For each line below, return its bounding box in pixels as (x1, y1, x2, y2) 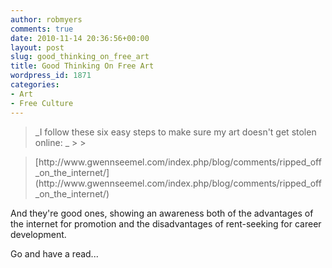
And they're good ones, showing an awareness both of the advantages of (10, 207, 314, 219)
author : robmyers (10, 14, 83, 25)
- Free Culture (10, 98, 74, 108)
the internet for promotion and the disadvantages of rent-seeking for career (10, 217, 322, 230)
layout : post (10, 42, 65, 53)
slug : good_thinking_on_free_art (10, 52, 150, 62)
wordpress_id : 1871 (10, 71, 92, 81)
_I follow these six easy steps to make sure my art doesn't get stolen (34, 126, 317, 138)
